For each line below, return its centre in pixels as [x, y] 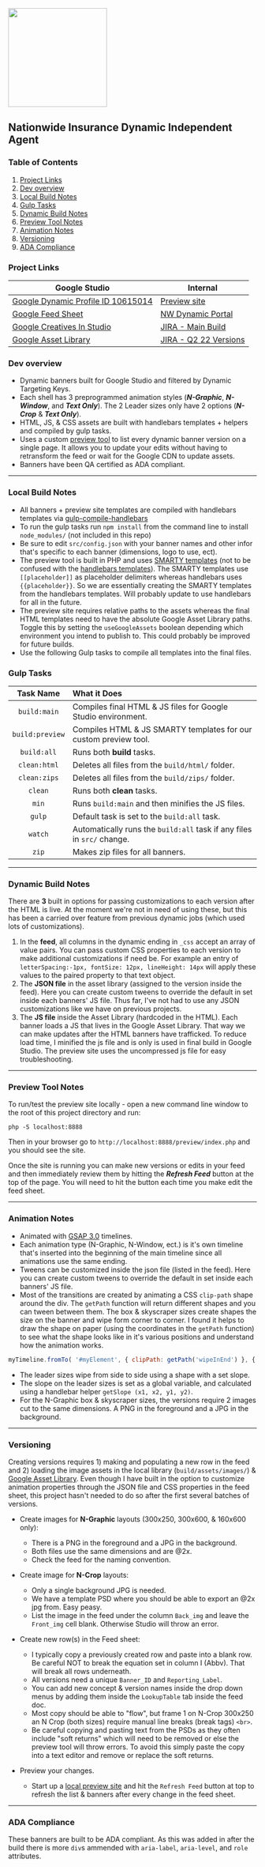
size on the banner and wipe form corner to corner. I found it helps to [132, 1320]
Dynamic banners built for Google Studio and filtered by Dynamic [125, 381]
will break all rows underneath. [81, 1671]
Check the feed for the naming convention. [101, 1560]
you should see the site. [47, 1150]
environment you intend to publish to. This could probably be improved [135, 636]
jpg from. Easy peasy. [67, 1607]
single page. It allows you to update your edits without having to [123, 448]
